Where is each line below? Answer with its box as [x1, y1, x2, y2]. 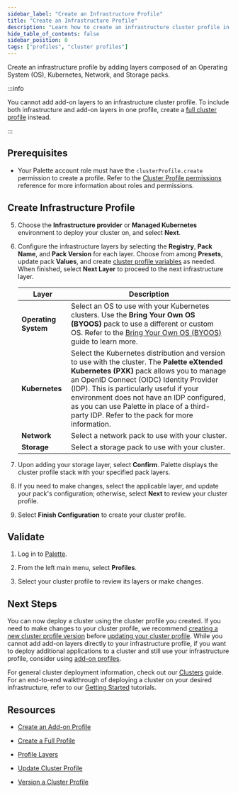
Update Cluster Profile [17, 764, 83, 772]
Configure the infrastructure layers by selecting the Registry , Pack [17, 242, 212, 251]
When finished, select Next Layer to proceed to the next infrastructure [17, 264, 224, 273]
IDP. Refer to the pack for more [90, 410, 193, 420]
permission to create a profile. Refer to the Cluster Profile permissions [17, 173, 222, 182]
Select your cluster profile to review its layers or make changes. [17, 577, 204, 586]
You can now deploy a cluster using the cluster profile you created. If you [7, 617, 221, 625]
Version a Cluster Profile [17, 778, 89, 787]
